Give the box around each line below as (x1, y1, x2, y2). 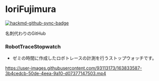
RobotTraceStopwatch (5, 43, 61, 50)
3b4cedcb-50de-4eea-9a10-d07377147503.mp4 (5, 70, 106, 76)
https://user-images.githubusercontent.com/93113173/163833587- (5, 65, 142, 71)
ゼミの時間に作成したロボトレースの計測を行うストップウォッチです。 (12, 55, 156, 61)
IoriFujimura (5, 3, 56, 15)
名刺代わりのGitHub (5, 30, 46, 36)
